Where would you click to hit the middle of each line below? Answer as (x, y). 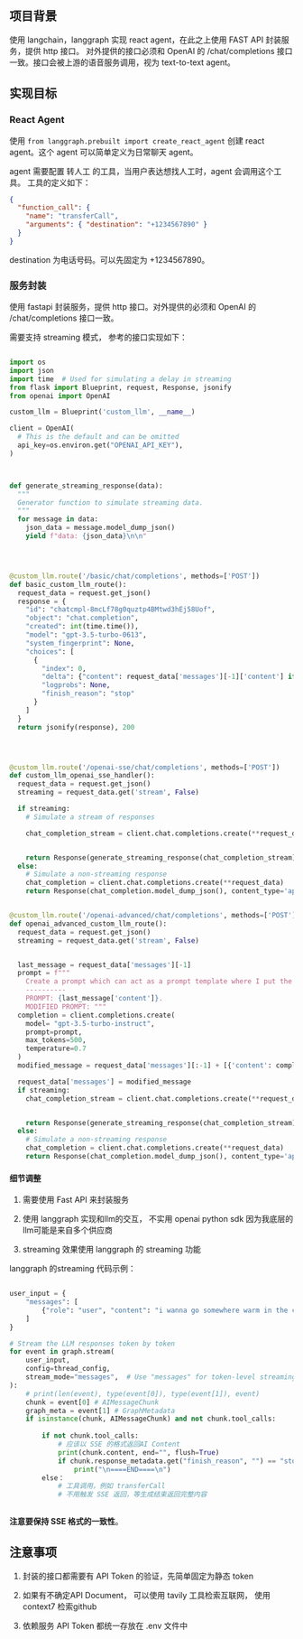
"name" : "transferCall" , (72, 216)
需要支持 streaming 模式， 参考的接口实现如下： (98, 338)
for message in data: (58, 519)
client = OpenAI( (42, 428)
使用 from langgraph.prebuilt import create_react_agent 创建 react (137, 140)
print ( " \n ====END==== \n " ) (122, 1469)
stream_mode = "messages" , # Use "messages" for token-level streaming (161, 1377)
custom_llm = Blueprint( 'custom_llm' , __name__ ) (102, 412)
